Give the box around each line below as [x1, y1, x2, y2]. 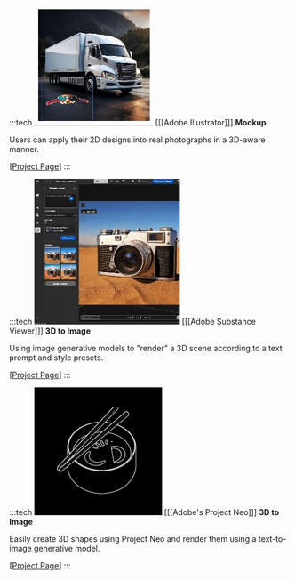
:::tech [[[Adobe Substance [9, 317, 256, 326]
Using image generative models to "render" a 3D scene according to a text [9, 343, 283, 353]
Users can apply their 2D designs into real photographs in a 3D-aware [9, 134, 266, 145]
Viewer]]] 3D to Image [9, 326, 92, 336]
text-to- [258, 534, 287, 544]
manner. [9, 144, 40, 154]
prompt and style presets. [9, 352, 104, 363]
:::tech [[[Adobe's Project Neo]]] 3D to [9, 507, 280, 517]
